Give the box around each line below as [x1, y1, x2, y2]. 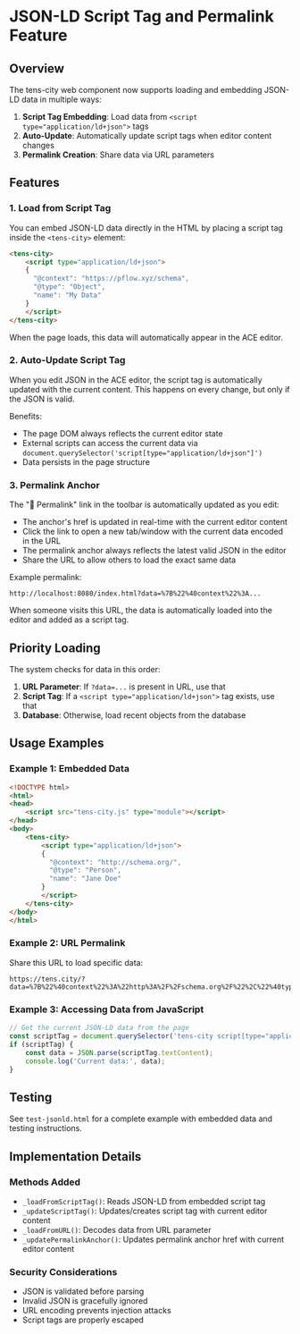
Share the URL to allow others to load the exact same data [21, 554, 237, 565]
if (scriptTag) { [9, 1040, 74, 1049]
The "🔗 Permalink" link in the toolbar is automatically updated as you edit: [9, 499, 279, 511]
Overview [9, 61, 65, 76]
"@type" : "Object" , [32, 283, 105, 291]
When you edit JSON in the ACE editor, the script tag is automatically [9, 374, 262, 385]
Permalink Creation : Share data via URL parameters [21, 149, 214, 160]
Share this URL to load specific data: [9, 957, 144, 967]
